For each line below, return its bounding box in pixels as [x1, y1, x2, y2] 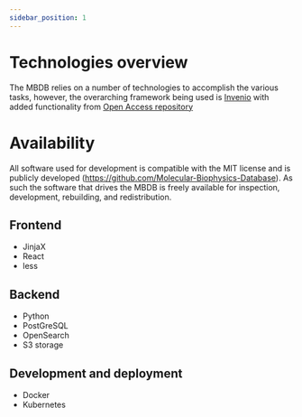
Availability [9, 133, 96, 153]
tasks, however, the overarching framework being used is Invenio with [9, 91, 270, 102]
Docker [22, 389, 50, 400]
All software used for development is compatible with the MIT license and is [9, 162, 291, 173]
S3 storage [22, 339, 64, 350]
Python [22, 310, 50, 321]
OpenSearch [22, 330, 69, 341]
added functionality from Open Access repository [9, 101, 194, 112]
